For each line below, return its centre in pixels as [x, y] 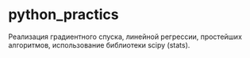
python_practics [63, 15]
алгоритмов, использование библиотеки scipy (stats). [99, 44]
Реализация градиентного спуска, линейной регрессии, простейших [125, 37]
